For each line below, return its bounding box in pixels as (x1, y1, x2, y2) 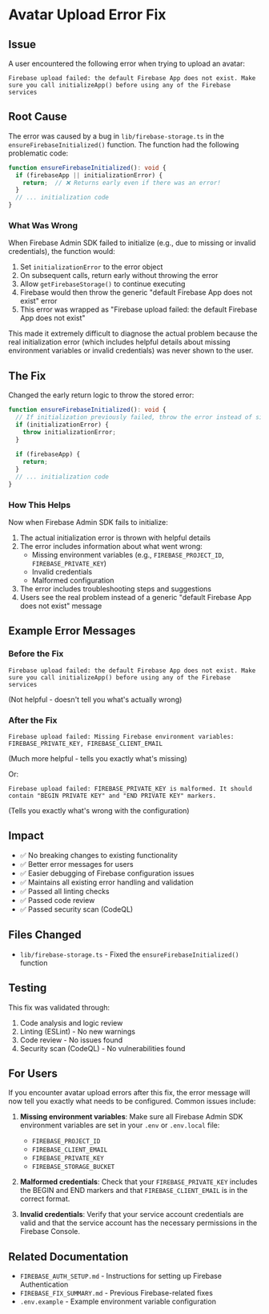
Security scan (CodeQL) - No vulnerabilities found (19, 1043, 186, 1053)
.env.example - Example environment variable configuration (19, 1296, 216, 1307)
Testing (8, 981, 47, 995)
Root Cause (8, 110, 68, 123)
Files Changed (8, 928, 82, 942)
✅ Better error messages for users (19, 859, 134, 869)
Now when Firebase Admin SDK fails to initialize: (8, 518, 168, 527)
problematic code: (8, 148, 69, 158)
